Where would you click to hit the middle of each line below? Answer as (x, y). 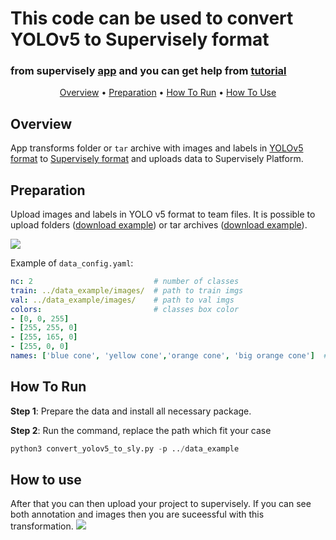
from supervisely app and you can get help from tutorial (148, 71)
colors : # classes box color (125, 309)
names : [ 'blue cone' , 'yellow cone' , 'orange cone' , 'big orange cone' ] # (169, 356)
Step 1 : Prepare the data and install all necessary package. (131, 411)
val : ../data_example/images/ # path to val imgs (122, 300)
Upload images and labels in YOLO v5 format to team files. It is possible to (163, 214)
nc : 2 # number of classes (125, 282)
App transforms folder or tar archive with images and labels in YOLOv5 (157, 148)
